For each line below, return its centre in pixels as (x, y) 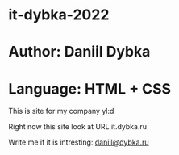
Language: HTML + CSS (90, 88)
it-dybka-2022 (59, 15)
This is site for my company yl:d (61, 111)
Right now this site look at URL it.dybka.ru (78, 127)
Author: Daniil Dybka (79, 52)
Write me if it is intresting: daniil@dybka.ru (79, 142)
